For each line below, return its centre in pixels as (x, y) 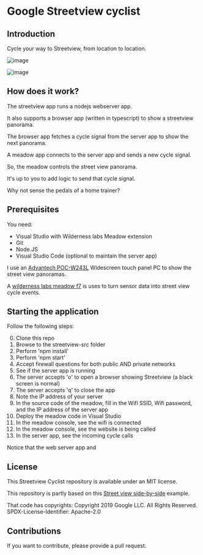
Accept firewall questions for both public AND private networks (96, 364)
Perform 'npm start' (41, 358)
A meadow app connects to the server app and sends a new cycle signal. (99, 155)
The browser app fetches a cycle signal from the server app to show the (98, 136)
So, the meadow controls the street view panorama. (72, 166)
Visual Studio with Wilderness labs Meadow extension (84, 236)
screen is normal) (38, 384)
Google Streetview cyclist (74, 11)
